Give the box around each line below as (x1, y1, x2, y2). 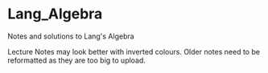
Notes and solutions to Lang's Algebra (7, 31, 134, 41)
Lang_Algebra (7, 5, 103, 23)
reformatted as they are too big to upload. (7, 55, 146, 65)
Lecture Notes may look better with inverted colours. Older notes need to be (7, 47, 261, 56)
